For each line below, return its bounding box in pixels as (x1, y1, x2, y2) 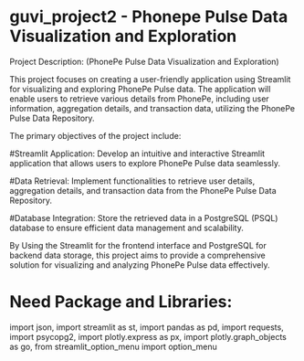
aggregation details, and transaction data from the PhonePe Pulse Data (9, 185, 277, 196)
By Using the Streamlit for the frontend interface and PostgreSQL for (9, 239, 267, 250)
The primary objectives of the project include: (9, 130, 182, 141)
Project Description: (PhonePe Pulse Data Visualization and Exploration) (9, 56, 280, 67)
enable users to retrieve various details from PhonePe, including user (9, 93, 269, 104)
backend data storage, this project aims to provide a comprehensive (9, 250, 267, 260)
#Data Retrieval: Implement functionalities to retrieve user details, (9, 175, 256, 186)
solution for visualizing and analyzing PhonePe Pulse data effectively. (9, 259, 270, 271)
